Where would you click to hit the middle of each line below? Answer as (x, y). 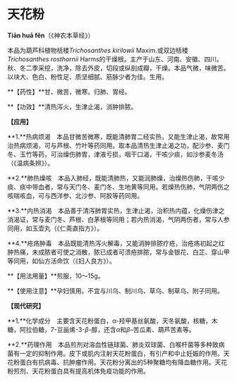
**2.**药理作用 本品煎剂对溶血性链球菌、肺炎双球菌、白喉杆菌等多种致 (113, 344)
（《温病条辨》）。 (31, 163)
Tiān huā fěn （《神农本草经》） (51, 35)
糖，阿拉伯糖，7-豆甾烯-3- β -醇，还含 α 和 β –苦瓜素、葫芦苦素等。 (101, 329)
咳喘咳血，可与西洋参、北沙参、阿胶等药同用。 (75, 195)
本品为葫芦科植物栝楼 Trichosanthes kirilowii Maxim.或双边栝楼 (98, 50)
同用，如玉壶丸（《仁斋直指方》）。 (55, 228)
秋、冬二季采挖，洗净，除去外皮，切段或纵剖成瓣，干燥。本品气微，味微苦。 (119, 68)
